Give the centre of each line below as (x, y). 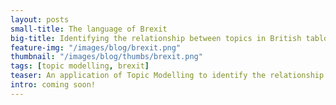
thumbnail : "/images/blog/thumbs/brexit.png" (106, 57)
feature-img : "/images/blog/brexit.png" (96, 47)
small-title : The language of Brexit (89, 29)
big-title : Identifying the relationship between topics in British (156, 38)
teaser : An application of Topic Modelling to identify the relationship (167, 76)
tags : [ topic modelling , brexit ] (80, 66)
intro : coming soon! (53, 85)
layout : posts (40, 19)
